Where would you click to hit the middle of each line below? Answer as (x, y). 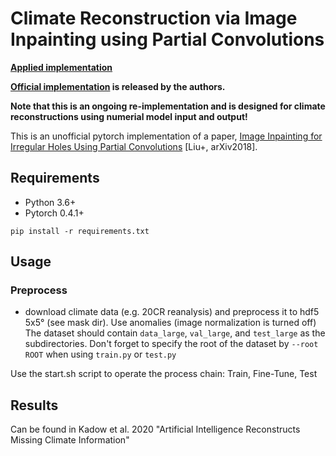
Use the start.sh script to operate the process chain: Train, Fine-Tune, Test (164, 374)
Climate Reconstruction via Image (154, 18)
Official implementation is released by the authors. (118, 86)
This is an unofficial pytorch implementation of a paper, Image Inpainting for (166, 136)
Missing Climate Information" (70, 440)
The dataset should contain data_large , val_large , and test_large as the (175, 333)
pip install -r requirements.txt (80, 231)
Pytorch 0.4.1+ (54, 213)
